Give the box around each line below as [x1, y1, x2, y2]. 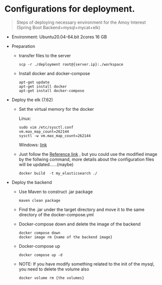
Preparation [11, 43, 35, 49]
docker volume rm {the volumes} [18, 275, 84, 280]
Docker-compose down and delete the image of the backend [18, 221, 141, 227]
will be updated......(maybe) [18, 161, 74, 167]
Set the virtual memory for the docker [18, 106, 94, 112]
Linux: [18, 115, 32, 121]
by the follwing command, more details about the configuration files [18, 156, 154, 162]
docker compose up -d [18, 253, 63, 257]
